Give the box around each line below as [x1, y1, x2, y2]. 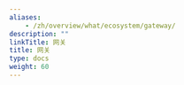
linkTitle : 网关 [9, 37, 66, 47]
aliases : [9, 12, 42, 22]
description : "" [9, 29, 69, 38]
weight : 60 [9, 63, 50, 72]
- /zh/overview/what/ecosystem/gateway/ [25, 21, 176, 30]
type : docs [9, 54, 50, 63]
